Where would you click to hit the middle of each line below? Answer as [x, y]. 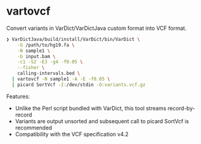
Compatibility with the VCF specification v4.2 [72, 134]
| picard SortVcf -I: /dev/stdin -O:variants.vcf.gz [79, 85]
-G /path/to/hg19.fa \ [46, 45]
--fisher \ [31, 68]
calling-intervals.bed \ [49, 74]
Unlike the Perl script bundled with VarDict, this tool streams [90, 108]
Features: [18, 96]
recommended [33, 128]
